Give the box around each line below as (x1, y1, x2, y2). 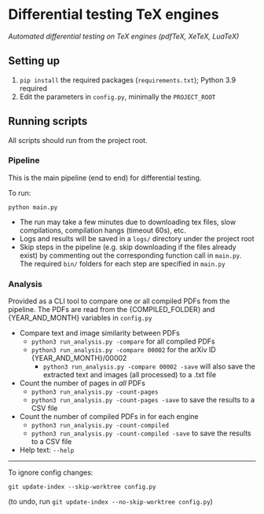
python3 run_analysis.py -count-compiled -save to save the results (31, 428, 251, 438)
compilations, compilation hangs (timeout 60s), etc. (19, 226, 186, 235)
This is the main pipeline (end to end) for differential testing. (8, 173, 202, 182)
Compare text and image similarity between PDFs (19, 329, 181, 338)
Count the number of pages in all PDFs (19, 379, 145, 388)
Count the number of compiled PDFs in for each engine (19, 412, 199, 421)
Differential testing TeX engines (8, 6, 219, 24)
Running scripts (8, 115, 88, 128)
